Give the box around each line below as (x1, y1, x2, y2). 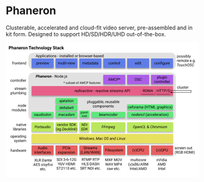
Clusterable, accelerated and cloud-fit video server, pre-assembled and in (6, 24, 193, 31)
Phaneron (6, 4, 56, 18)
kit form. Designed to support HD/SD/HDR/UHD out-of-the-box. (6, 30, 166, 37)
